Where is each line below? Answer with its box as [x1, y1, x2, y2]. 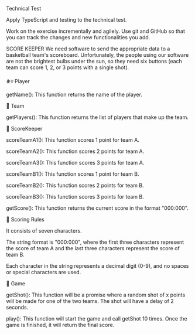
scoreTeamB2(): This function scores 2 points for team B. [6, 182, 145, 189]
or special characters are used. [6, 269, 81, 275]
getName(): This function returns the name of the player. [6, 91, 142, 98]
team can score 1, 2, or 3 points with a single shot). [6, 64, 129, 71]
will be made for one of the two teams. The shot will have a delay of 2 [6, 298, 174, 304]
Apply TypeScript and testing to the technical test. [6, 16, 127, 23]
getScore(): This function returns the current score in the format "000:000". [6, 205, 189, 212]
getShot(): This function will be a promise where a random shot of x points [6, 291, 186, 298]
